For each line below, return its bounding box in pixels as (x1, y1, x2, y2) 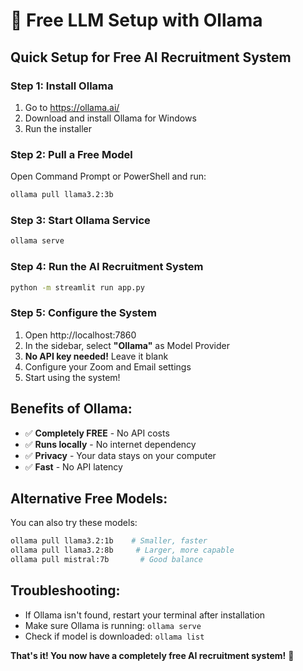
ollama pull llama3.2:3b (10, 190, 114, 200)
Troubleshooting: (10, 582, 121, 599)
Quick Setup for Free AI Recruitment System (10, 49, 292, 66)
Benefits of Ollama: (10, 400, 133, 418)
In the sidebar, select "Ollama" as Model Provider (24, 339, 230, 351)
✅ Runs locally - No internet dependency (24, 438, 197, 450)
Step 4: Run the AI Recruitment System (10, 260, 204, 274)
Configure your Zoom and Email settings (24, 360, 192, 373)
